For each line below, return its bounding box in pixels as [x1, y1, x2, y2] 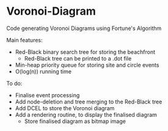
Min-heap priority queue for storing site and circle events [15, 61, 159, 69]
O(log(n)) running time [15, 67, 72, 75]
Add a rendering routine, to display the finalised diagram [15, 111, 158, 118]
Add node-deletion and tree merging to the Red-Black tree [15, 98, 163, 105]
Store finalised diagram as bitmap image [24, 118, 126, 125]
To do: [6, 80, 23, 87]
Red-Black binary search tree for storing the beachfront [15, 48, 156, 56]
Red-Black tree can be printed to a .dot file [24, 54, 132, 62]
